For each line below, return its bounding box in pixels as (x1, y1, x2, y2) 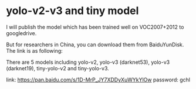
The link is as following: (6, 47, 63, 54)
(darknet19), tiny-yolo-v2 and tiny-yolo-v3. (6, 64, 110, 71)
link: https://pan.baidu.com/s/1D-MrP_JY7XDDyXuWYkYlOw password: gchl (6, 76, 191, 83)
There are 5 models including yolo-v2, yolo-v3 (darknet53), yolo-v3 (6, 59, 170, 66)
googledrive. (6, 29, 37, 36)
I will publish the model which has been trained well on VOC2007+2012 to (6, 23, 184, 30)
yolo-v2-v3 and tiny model (6, 4, 139, 18)
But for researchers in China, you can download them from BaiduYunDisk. (6, 41, 184, 48)
